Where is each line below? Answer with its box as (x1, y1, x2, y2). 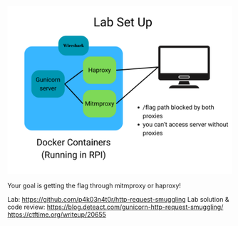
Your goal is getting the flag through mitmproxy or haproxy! (7, 181, 182, 190)
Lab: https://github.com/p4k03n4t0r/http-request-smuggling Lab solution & (7, 195, 229, 203)
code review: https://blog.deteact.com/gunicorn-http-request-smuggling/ (7, 202, 224, 211)
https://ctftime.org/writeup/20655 (7, 210, 107, 219)
